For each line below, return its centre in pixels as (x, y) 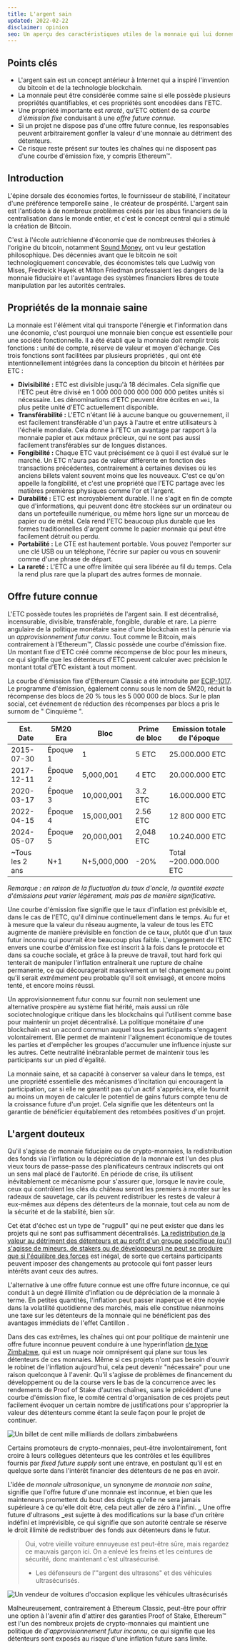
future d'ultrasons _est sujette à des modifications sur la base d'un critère (116, 1515)
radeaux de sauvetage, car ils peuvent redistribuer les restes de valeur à (114, 1196)
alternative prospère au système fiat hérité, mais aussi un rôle (98, 1006)
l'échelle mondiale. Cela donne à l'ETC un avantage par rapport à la (117, 430)
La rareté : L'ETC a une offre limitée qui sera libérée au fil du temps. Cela (125, 566)
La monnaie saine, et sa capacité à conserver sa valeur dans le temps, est (116, 1074)
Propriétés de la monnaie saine (77, 308)
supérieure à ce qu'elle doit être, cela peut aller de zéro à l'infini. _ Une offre (119, 1507)
